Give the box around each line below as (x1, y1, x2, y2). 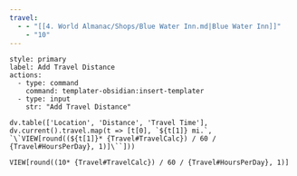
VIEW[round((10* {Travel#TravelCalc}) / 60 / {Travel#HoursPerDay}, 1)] (9, 158, 290, 168)
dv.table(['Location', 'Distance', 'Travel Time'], (9, 119, 208, 128)
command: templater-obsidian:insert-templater (25, 87, 205, 96)
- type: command (17, 79, 79, 88)
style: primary (9, 55, 67, 64)
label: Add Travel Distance (9, 63, 116, 73)
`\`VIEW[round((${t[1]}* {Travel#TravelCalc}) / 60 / (9, 134, 217, 143)
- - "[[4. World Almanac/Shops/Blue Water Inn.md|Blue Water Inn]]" (17, 22, 282, 31)
